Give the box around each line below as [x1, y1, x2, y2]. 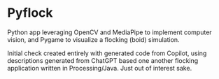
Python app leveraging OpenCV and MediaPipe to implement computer [7, 28, 212, 36]
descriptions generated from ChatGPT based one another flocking [7, 56, 199, 64]
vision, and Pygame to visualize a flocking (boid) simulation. [7, 35, 180, 43]
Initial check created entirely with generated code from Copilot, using [7, 49, 207, 57]
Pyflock [7, 5, 54, 21]
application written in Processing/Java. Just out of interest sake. [7, 64, 192, 72]
